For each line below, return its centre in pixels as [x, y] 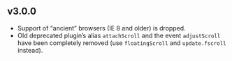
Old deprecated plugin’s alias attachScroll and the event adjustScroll [119, 35]
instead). [30, 50]
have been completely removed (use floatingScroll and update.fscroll [122, 43]
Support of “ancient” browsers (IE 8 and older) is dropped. [102, 28]
